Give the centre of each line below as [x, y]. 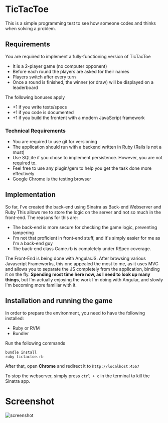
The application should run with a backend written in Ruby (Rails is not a [87, 147]
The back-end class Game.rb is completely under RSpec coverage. [82, 248]
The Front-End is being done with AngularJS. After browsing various [76, 258]
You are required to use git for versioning [55, 142]
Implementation [31, 195]
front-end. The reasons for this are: [42, 218]
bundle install [21, 352]
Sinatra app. [18, 381]
